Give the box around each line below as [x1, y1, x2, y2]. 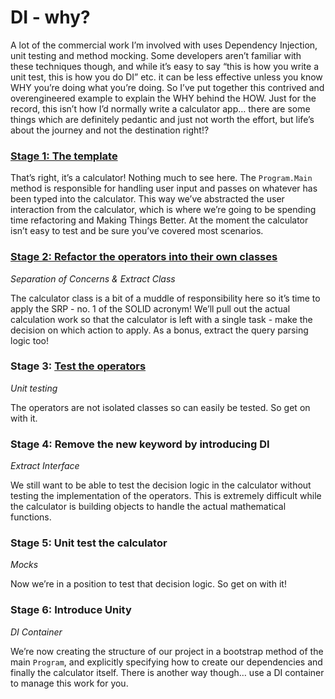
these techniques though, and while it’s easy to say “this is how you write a [10, 60, 320, 72]
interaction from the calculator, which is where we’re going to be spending [10, 204, 317, 216]
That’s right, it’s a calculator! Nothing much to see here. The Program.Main [10, 172, 313, 184]
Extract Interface [10, 460, 80, 472]
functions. [10, 511, 52, 523]
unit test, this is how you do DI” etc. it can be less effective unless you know [10, 71, 323, 83]
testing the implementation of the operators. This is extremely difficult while [10, 490, 322, 502]
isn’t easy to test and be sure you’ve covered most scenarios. [10, 225, 264, 237]
